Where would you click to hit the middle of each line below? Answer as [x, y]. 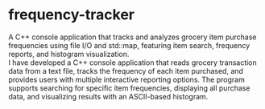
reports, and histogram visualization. [69, 54]
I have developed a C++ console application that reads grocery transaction [133, 63]
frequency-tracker [72, 15]
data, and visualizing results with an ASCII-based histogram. [108, 96]
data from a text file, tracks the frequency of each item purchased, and [126, 71]
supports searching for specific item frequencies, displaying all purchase [129, 88]
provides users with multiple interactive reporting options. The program [127, 79]
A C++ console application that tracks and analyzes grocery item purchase [132, 37]
